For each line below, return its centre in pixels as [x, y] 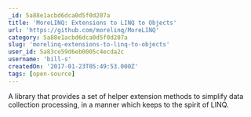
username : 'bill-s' [40, 60]
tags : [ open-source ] [42, 74]
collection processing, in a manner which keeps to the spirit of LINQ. [118, 104]
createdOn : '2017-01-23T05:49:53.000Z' [73, 67]
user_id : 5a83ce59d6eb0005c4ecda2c [66, 52]
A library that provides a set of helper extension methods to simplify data [126, 96]
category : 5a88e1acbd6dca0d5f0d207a [68, 37]
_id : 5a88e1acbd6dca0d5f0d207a [59, 15]
